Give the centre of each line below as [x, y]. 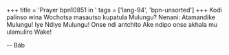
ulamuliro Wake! [29, 32]
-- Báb [16, 45]
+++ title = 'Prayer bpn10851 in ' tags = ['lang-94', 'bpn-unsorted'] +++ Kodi [115, 10]
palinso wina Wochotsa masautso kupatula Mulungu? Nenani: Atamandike [111, 17]
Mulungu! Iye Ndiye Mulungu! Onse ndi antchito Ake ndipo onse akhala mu [112, 24]
